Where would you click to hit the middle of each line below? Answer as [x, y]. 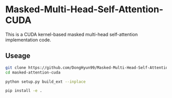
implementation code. [28, 40]
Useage [18, 56]
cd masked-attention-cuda [33, 72]
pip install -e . [24, 91]
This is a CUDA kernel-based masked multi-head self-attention [72, 34]
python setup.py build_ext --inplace [46, 82]
